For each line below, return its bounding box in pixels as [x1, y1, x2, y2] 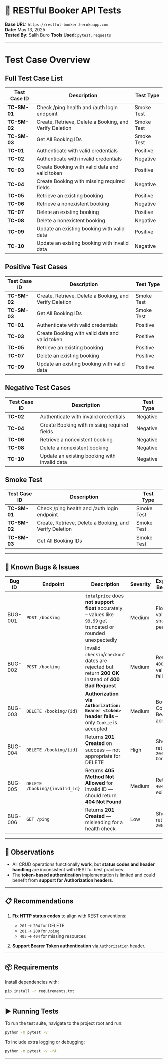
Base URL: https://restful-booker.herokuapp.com [5, 21, 109, 27]
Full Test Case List [5, 74, 63, 82]
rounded [85, 630, 105, 637]
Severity [130, 581, 151, 588]
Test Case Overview [5, 54, 91, 66]
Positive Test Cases [5, 263, 68, 271]
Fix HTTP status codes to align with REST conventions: [12, 913, 127, 919]
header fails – [85, 713, 118, 720]
